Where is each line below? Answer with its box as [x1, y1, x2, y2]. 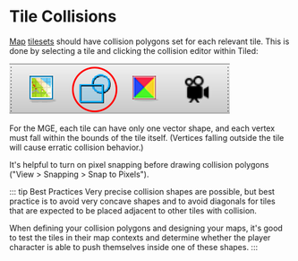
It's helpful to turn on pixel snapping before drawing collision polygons [9, 159, 269, 170]
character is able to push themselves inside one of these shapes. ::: [9, 241, 258, 252]
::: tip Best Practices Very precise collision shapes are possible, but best [9, 186, 276, 196]
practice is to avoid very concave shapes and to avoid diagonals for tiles [9, 196, 276, 206]
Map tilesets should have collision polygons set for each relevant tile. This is [9, 36, 290, 47]
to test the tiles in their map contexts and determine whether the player [9, 231, 271, 243]
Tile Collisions [9, 6, 117, 27]
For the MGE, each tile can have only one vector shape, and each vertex [9, 123, 276, 134]
